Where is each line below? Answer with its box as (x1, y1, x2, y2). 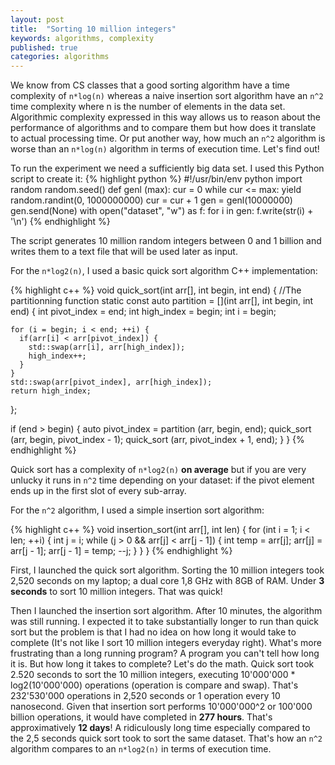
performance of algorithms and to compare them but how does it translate (10, 122, 317, 134)
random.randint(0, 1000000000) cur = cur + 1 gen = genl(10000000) (10, 194, 293, 206)
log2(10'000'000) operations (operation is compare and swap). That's (10, 679, 299, 691)
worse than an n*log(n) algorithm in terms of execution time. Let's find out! (10, 143, 320, 155)
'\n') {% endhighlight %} (10, 216, 111, 228)
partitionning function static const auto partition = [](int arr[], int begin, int (10, 295, 314, 307)
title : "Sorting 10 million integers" (10, 24, 177, 34)
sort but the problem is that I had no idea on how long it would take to (10, 626, 297, 638)
